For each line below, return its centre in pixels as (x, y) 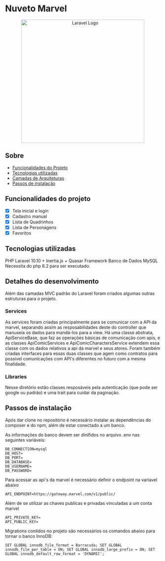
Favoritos (22, 233)
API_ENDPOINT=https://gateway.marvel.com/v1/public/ (60, 494)
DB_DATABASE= (18, 462)
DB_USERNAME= (18, 466)
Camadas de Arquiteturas (38, 178)
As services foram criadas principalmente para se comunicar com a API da (81, 322)
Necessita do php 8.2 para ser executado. (48, 266)
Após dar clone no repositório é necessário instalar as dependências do (78, 420)
